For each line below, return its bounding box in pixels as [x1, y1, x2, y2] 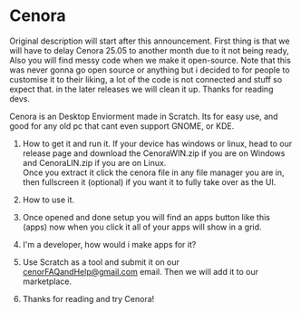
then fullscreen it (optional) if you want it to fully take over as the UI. [22, 176, 277, 187]
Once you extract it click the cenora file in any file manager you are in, [22, 167, 285, 178]
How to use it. [22, 194, 75, 205]
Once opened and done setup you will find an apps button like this [22, 211, 270, 222]
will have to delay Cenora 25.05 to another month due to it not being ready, [9, 44, 290, 55]
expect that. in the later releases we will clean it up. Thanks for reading [9, 83, 274, 94]
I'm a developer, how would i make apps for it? [22, 239, 197, 249]
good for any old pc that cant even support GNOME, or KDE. [9, 120, 235, 132]
